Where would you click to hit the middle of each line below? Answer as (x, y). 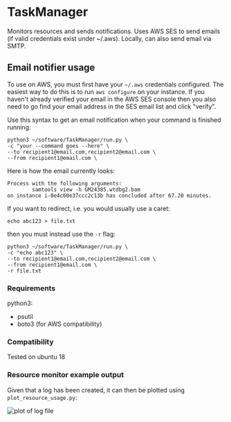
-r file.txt (24, 270)
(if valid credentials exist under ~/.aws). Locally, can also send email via (110, 38)
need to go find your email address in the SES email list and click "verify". (112, 106)
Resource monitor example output (66, 375)
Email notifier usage (51, 67)
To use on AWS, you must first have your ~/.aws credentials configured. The (115, 84)
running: (19, 127)
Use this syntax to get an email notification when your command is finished (114, 120)
